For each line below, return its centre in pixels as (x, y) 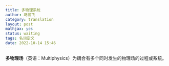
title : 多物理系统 (23, 10)
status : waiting (23, 34)
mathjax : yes (19, 29)
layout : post (19, 24)
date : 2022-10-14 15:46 (31, 43)
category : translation (29, 19)
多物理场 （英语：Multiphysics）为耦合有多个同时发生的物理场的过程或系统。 (86, 58)
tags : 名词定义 (20, 39)
